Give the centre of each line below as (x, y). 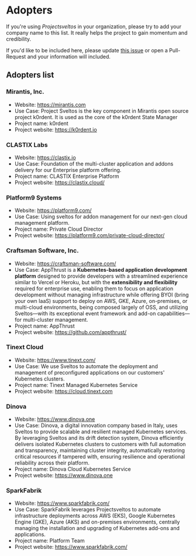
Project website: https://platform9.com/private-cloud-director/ (90, 235)
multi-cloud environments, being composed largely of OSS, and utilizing (101, 307)
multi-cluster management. (56, 319)
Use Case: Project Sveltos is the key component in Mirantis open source (102, 111)
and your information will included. (69, 56)
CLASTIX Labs (27, 144)
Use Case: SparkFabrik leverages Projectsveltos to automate (87, 510)
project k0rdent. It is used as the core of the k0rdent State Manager (96, 117)
